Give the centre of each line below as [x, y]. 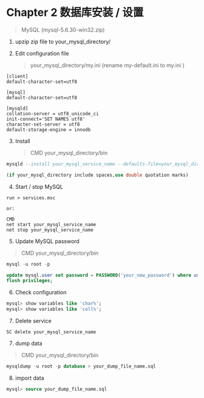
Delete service [33, 321]
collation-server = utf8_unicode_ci [53, 113]
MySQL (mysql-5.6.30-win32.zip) [63, 30]
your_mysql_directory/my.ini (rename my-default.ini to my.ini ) [107, 65]
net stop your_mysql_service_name [50, 230]
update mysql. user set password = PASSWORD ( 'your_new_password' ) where [99, 275]
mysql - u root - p [28, 264]
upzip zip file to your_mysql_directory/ [63, 41]
